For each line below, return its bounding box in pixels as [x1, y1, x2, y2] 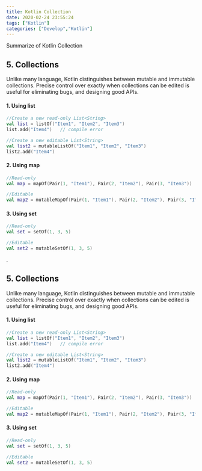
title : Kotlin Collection [6, 8, 71, 15]
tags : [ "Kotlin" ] [6, 20, 50, 26]
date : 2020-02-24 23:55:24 [6, 14, 74, 20]
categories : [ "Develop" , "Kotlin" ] [6, 25, 93, 32]
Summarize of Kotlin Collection [6, 42, 83, 49]
